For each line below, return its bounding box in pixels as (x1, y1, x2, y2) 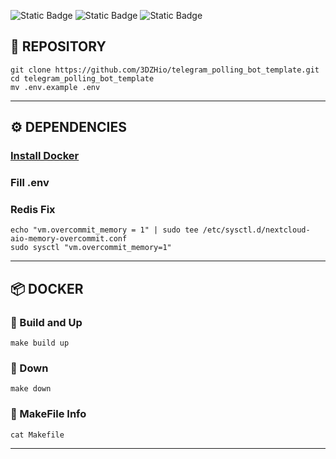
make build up (10, 338, 70, 349)
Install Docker (10, 149, 80, 163)
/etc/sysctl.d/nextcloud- (202, 225, 311, 235)
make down (10, 384, 52, 394)
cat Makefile (10, 430, 65, 440)
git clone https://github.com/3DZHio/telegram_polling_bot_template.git (10, 65, 320, 75)
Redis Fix (10, 202, 56, 216)
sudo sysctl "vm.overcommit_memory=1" (10, 243, 172, 253)
